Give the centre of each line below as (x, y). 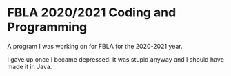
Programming (47, 27)
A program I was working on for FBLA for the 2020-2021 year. (95, 46)
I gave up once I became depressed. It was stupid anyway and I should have (115, 59)
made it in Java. (30, 66)
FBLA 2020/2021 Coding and (92, 13)
